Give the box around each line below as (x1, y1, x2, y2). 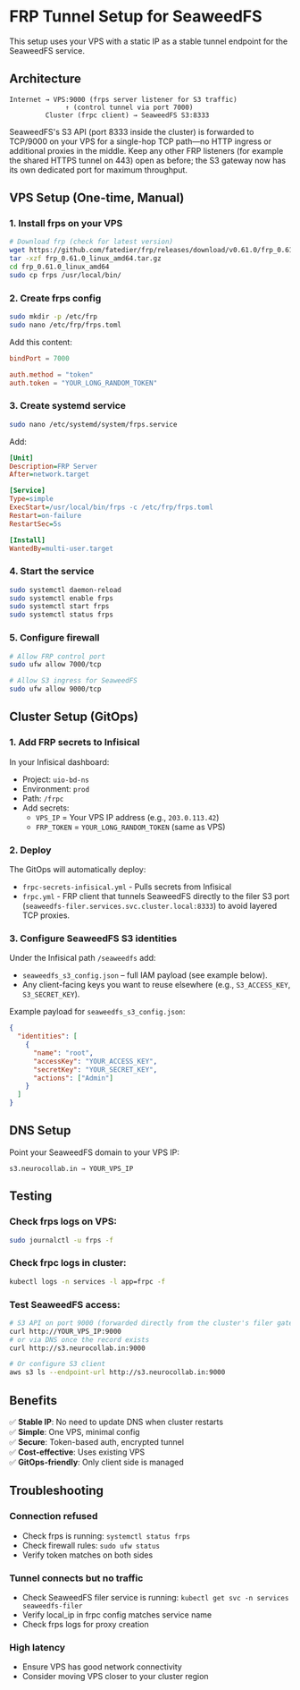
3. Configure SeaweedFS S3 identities (9, 932, 178, 945)
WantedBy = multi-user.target (9, 544, 114, 553)
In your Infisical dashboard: (9, 756, 110, 767)
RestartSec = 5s (9, 519, 62, 529)
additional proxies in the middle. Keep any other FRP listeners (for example (9, 145, 284, 156)
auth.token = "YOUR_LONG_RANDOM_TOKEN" (9, 378, 158, 387)
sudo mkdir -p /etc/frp (9, 312, 98, 321)
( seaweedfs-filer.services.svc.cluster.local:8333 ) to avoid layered (21, 900, 278, 911)
